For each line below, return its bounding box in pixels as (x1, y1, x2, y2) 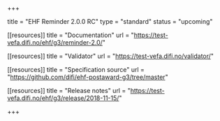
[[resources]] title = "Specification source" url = (7, 66, 145, 73)
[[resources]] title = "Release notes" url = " (7, 87, 131, 94)
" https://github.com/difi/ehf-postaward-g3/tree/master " (7, 73, 169, 81)
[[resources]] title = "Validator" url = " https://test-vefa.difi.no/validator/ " (7, 52, 214, 60)
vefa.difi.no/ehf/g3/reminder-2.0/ (7, 38, 103, 46)
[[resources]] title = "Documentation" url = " (7, 31, 134, 39)
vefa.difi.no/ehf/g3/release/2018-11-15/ (7, 94, 119, 102)
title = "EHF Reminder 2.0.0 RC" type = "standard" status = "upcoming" (7, 17, 213, 25)
